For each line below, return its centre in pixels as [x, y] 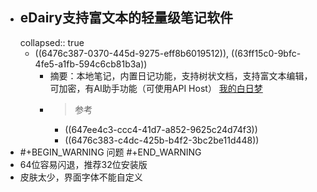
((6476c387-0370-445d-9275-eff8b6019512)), [132, 53]
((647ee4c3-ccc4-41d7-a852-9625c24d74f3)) [161, 129]
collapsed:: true [52, 42]
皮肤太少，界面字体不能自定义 [81, 177]
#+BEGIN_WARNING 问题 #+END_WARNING [110, 152]
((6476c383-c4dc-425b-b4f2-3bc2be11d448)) [162, 140]
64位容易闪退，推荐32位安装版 [83, 164]
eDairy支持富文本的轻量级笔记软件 [126, 18]
